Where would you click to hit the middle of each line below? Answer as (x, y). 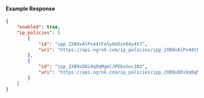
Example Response (30, 9)
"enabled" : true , (39, 27)
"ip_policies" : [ (39, 33)
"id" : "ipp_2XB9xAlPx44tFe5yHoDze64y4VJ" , (93, 44)
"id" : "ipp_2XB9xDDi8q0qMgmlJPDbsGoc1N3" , (93, 67)
